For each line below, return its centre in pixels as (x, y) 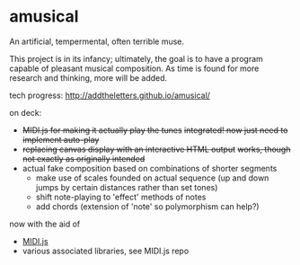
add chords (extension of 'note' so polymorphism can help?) (147, 206)
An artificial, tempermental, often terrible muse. (97, 41)
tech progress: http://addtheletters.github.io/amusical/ (110, 95)
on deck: (26, 112)
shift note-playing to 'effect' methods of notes (121, 197)
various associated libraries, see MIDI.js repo (106, 251)
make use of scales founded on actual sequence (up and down (152, 178)
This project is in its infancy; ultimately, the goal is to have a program (136, 58)
